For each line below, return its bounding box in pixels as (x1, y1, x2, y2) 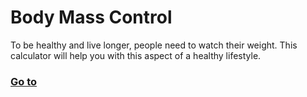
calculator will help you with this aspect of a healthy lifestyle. (10, 49, 262, 61)
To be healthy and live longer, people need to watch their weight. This (10, 39, 298, 51)
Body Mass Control (10, 6, 173, 29)
